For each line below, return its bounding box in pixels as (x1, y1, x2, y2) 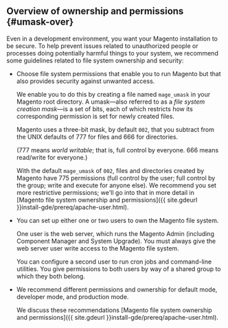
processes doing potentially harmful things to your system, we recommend (6, 49, 219, 57)
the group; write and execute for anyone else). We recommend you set (16, 181, 217, 189)
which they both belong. (16, 272, 85, 280)
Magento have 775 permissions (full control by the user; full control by (16, 174, 216, 182)
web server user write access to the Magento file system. (16, 244, 179, 253)
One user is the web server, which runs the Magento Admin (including (16, 229, 214, 237)
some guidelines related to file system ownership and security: (6, 56, 184, 65)
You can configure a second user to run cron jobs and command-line (16, 257, 212, 266)
